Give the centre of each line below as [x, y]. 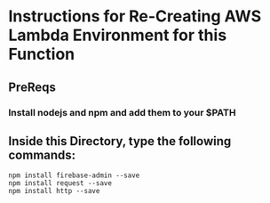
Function [42, 54]
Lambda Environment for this [118, 35]
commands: [42, 154]
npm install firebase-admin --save [74, 175]
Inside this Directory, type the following [120, 141]
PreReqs [32, 87]
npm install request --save [60, 183]
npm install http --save [54, 191]
